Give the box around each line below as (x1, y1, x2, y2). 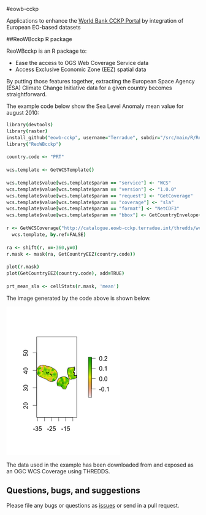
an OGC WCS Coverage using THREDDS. (6, 467, 110, 475)
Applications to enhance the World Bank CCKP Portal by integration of (6, 17, 184, 24)
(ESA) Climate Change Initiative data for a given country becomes (6, 84, 172, 91)
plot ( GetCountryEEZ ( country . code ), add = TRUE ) (6, 270, 124, 277)
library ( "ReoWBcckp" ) (6, 141, 62, 147)
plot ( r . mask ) (6, 264, 40, 270)
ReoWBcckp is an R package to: (6, 47, 87, 55)
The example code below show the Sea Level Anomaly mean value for (6, 102, 184, 110)
